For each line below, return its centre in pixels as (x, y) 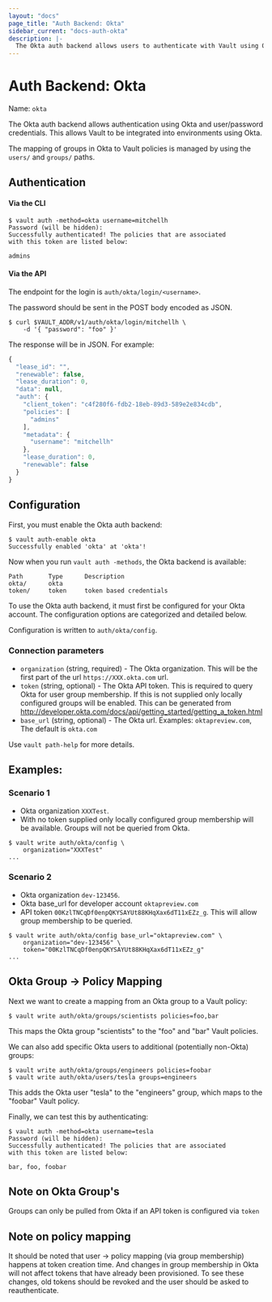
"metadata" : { (47, 434)
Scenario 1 (29, 793)
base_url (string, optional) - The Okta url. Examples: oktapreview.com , (136, 720)
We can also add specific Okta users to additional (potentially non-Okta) (129, 1047)
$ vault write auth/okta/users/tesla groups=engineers (103, 1077)
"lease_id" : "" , (43, 367)
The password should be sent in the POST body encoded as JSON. (121, 307)
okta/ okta (36, 583)
